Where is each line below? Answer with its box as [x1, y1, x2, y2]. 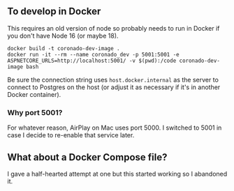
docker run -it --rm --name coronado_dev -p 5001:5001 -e [7, 51, 180, 58]
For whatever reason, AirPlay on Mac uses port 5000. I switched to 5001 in [7, 123, 222, 132]
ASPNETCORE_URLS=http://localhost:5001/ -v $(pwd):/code [7, 57, 177, 64]
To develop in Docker [7, 6, 101, 17]
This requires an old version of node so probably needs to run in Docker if [7, 24, 220, 32]
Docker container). [7, 90, 61, 98]
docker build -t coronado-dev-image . [7, 45, 120, 52]
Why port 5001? [7, 107, 63, 117]
